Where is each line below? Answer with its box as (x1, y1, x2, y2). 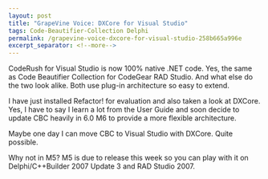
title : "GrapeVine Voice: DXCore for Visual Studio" (8, 19, 189, 27)
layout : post (8, 11, 52, 20)
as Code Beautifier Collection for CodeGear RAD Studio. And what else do (8, 72, 254, 82)
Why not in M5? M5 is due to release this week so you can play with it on (8, 153, 249, 163)
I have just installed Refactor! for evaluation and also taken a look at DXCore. (8, 96, 261, 106)
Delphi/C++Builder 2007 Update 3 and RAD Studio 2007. (8, 161, 195, 171)
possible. (8, 137, 39, 147)
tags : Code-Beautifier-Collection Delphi (8, 26, 149, 35)
